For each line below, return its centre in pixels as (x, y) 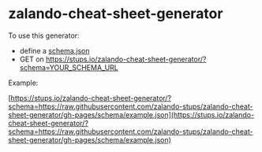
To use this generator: (44, 35)
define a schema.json (54, 50)
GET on (32, 59)
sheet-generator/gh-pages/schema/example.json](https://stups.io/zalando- (131, 114)
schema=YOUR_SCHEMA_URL (69, 67)
